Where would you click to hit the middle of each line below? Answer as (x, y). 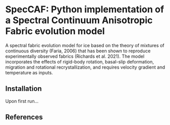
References (24, 117)
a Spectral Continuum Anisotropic (79, 20)
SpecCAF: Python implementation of (85, 9)
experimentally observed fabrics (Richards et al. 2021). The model (75, 56)
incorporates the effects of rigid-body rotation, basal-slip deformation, (80, 61)
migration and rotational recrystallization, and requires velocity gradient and (85, 67)
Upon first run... (22, 101)
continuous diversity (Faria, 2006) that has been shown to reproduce (78, 51)
